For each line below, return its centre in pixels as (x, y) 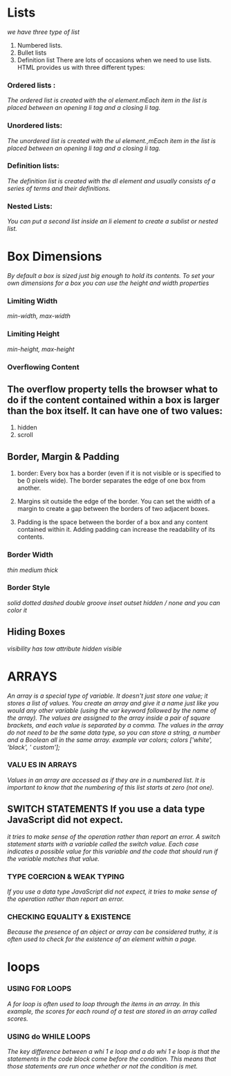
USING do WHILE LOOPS (49, 1037)
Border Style (29, 588)
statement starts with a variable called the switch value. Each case (103, 844)
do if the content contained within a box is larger (113, 400)
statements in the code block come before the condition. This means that (112, 1059)
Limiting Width (33, 301)
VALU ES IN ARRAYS (42, 765)
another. (29, 488)
